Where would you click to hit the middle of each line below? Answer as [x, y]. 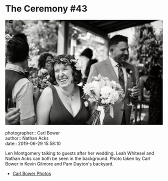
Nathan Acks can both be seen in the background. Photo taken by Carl [78, 158]
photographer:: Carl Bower [32, 132]
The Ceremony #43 [46, 9]
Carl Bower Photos [32, 173]
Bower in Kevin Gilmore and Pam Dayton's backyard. [59, 163]
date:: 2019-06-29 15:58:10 [33, 143]
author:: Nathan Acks [27, 138]
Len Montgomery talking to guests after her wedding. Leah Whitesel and [80, 153]
